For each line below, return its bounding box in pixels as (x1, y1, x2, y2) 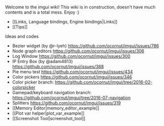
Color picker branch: (12, 79, 54, 85)
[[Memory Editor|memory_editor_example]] (12, 105, 100, 111)
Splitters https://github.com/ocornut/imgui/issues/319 (12, 100, 121, 105)
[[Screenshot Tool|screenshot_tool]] (12, 116, 85, 121)
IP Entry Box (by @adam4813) (12, 59, 73, 64)
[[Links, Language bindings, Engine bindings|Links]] (12, 19, 118, 24)
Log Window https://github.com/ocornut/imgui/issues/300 (12, 53, 131, 59)
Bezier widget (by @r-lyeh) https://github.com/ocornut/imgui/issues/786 (12, 43, 159, 48)
